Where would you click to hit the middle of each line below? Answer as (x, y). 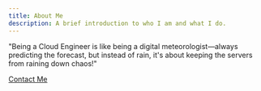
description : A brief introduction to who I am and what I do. (118, 23)
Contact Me (28, 79)
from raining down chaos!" (53, 63)
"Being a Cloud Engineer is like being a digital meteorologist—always (123, 46)
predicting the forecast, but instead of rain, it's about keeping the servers (130, 55)
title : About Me (36, 16)
